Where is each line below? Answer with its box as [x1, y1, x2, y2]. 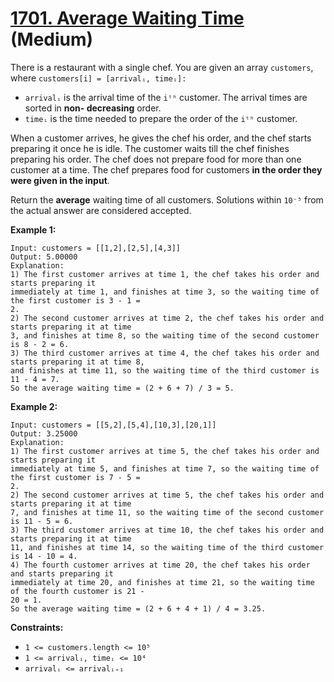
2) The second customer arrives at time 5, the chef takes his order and [10, 490, 325, 500]
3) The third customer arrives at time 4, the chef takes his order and [10, 348, 320, 358]
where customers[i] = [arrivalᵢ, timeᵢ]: [10, 72, 187, 84]
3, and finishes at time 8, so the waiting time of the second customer [10, 330, 320, 341]
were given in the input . [10, 174, 110, 186]
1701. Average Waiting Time [10, 7, 245, 30]
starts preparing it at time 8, [10, 357, 145, 367]
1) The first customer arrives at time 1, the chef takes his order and [10, 269, 320, 279]
